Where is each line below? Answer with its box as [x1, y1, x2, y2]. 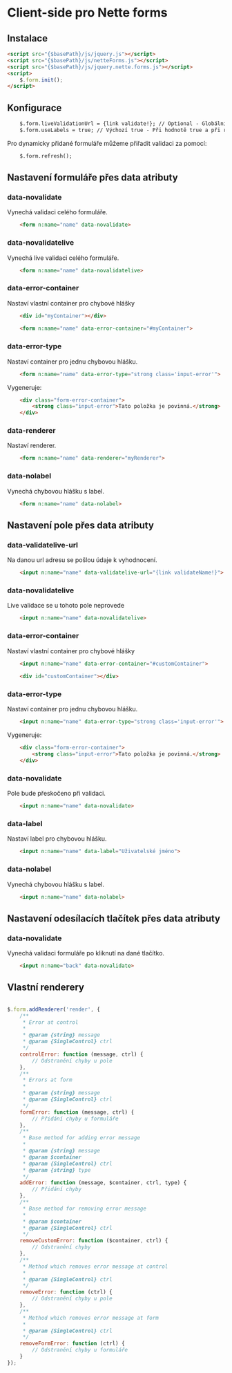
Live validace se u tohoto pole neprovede [7, 601, 125, 610]
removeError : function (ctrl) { [19, 1289, 113, 1296]
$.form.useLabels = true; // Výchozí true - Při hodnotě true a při [19, 127, 221, 133]
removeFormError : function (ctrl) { [19, 1340, 126, 1347]
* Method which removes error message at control [22, 1263, 168, 1270]
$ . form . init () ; [19, 76, 64, 84]
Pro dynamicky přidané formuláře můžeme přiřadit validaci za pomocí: [7, 139, 207, 147]
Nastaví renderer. [7, 441, 57, 450]
